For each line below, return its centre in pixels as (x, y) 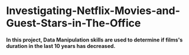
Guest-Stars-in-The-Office (74, 23)
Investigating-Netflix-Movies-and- (93, 11)
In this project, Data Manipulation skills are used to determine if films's (94, 40)
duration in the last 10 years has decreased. (61, 46)
